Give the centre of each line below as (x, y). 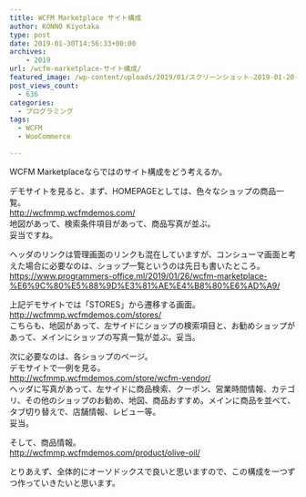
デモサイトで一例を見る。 (57, 368)
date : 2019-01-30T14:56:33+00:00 (73, 43)
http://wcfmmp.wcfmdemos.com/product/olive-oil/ (105, 452)
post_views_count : (44, 86)
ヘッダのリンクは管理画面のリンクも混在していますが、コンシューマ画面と (149, 254)
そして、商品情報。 (45, 442)
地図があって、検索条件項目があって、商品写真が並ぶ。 (112, 223)
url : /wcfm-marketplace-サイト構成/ (76, 69)
